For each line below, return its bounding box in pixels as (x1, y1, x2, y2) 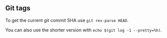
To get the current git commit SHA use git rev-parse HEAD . (5, 17, 129, 23)
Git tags (5, 4, 31, 12)
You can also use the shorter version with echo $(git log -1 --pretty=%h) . (5, 27, 162, 33)
